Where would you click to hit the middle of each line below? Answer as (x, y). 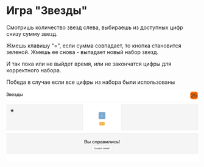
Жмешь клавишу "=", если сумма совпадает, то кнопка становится (94, 46)
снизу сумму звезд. (32, 33)
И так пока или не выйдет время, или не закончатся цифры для (89, 64)
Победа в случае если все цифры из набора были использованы (91, 82)
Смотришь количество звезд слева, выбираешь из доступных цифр (95, 27)
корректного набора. (34, 70)
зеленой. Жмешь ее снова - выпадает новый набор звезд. (83, 52)
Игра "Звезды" (47, 11)
